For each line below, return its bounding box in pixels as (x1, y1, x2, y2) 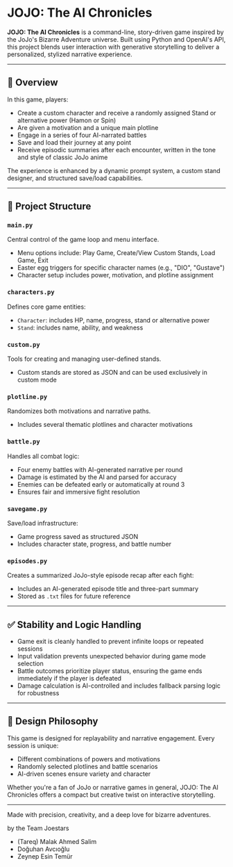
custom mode (17, 375, 57, 384)
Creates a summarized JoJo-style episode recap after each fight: (7, 572, 194, 580)
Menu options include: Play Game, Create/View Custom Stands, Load (17, 249, 216, 257)
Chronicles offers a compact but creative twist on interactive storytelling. (7, 791, 216, 799)
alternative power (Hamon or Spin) (17, 116, 116, 124)
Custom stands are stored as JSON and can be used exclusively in (17, 368, 208, 377)
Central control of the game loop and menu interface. (7, 235, 159, 244)
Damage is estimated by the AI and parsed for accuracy (17, 473, 177, 481)
